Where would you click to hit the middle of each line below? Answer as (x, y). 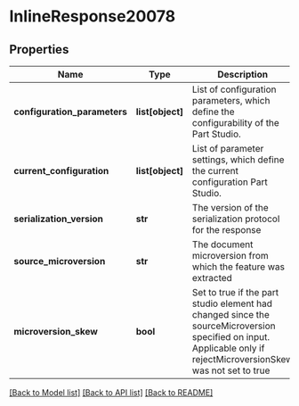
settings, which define (238, 160)
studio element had (232, 303)
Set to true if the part (235, 292)
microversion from (230, 256)
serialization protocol (236, 219)
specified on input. (231, 337)
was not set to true (231, 370)
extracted (212, 278)
